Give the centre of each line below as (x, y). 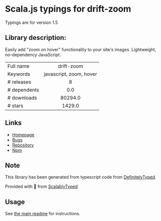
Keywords (19, 74)
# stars (15, 106)
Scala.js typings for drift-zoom (68, 9)
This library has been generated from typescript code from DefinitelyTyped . (81, 177)
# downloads (22, 97)
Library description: (36, 38)
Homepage (23, 134)
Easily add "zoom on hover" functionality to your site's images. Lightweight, (81, 49)
